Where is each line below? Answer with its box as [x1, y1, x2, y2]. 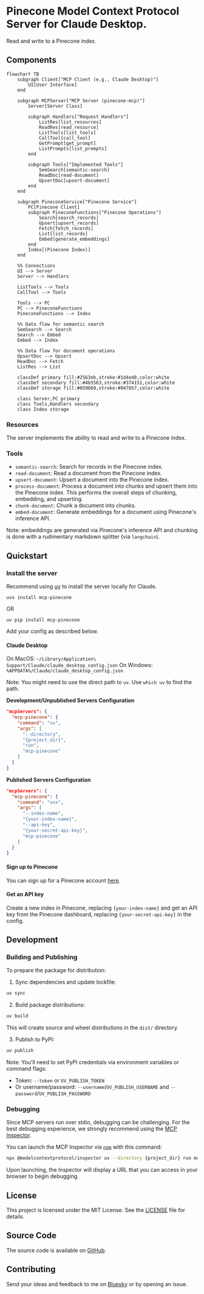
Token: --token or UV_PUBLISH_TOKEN [15, 1077, 105, 1084]
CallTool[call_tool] [38, 135, 91, 141]
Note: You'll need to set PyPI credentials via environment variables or [6, 1059, 179, 1066]
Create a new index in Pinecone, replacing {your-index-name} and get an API [6, 904, 198, 912]
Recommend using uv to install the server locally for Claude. [6, 583, 157, 590]
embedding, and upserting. [15, 496, 83, 503]
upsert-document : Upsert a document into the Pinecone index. [15, 476, 169, 483]
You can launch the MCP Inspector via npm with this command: [6, 1143, 162, 1150]
